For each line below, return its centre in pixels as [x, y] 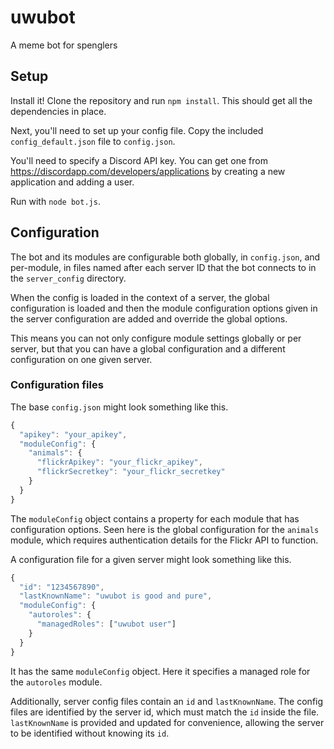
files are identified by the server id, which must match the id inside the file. [165, 712]
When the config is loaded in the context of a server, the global [140, 297]
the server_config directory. [68, 278]
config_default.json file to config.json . [93, 141]
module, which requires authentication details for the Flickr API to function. [164, 540]
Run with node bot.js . [55, 201]
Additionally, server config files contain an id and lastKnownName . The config [167, 701]
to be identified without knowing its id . [90, 733]
